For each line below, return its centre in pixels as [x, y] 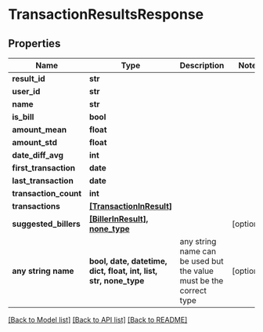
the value [196, 271]
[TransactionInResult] [130, 206]
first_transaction [44, 168]
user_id [26, 91]
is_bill [23, 117]
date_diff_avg [38, 155]
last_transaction [43, 181]
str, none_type [117, 281]
